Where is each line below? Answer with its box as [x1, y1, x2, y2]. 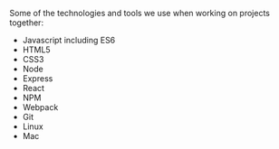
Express [22, 73, 53, 84]
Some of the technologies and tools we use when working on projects [9, 8, 270, 18]
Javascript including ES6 [22, 35, 116, 45]
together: [9, 17, 43, 28]
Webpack [22, 102, 59, 112]
